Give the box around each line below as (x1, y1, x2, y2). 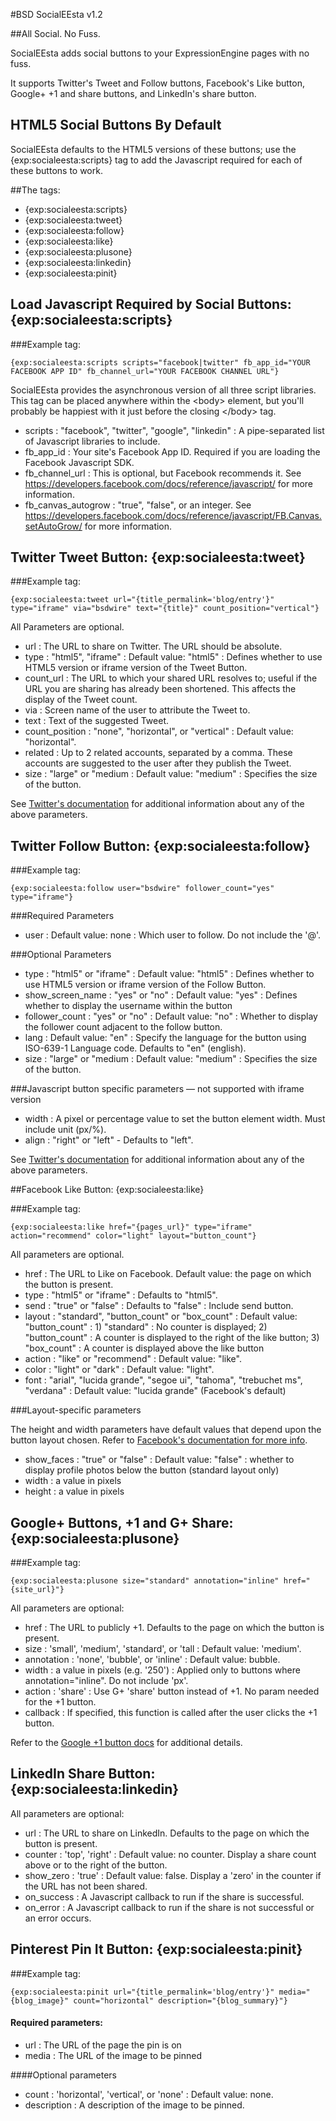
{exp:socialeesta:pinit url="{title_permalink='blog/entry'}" (10, 1987, 275, 1997)
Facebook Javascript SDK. (24, 456, 135, 468)
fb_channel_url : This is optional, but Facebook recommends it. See (24, 467, 302, 479)
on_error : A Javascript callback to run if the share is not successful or (24, 1901, 315, 1913)
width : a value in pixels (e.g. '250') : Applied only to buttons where (24, 1664, 301, 1676)
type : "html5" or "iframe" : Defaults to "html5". (24, 1289, 218, 1301)
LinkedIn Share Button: (10, 1765, 156, 1783)
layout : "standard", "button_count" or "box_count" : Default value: (24, 1310, 298, 1323)
